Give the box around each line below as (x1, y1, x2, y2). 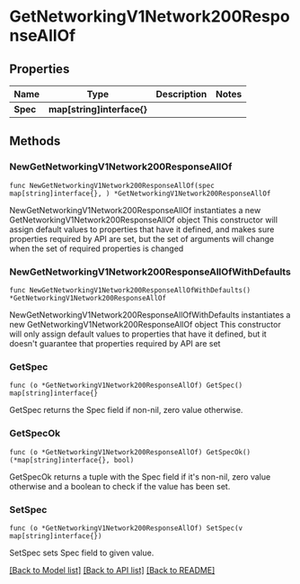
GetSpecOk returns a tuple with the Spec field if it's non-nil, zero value (9, 471, 271, 482)
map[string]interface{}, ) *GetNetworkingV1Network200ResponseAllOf (9, 189, 271, 198)
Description (155, 88, 207, 100)
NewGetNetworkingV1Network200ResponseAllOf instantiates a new (9, 204, 261, 215)
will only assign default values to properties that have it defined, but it (9, 328, 267, 339)
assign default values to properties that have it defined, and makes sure (9, 223, 275, 235)
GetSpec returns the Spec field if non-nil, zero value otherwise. (9, 405, 243, 416)
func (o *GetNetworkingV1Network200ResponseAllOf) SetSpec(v (9, 524, 243, 533)
